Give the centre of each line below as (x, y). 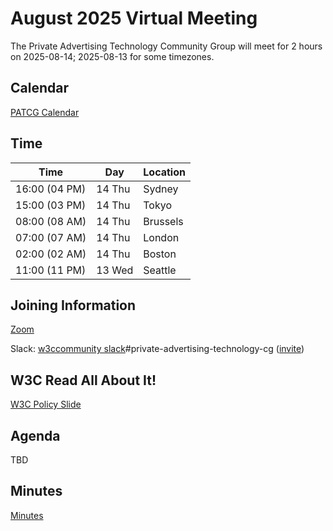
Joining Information (73, 305)
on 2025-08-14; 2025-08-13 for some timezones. (112, 56)
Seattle (160, 270)
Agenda (35, 435)
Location (164, 172)
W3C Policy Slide (46, 404)
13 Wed (115, 270)
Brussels (163, 221)
